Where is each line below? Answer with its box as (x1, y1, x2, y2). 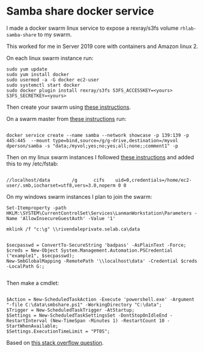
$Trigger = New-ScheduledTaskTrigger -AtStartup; (6, 307, 135, 313)
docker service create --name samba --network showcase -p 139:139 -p (6, 132, 189, 138)
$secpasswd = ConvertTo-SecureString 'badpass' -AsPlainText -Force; (6, 242, 187, 248)
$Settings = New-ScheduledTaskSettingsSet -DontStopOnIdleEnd (6, 312, 167, 319)
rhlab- (180, 26, 197, 32)
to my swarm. (37, 30, 72, 38)
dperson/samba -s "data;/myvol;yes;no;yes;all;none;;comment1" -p (6, 143, 178, 149)
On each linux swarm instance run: (6, 54, 94, 61)
